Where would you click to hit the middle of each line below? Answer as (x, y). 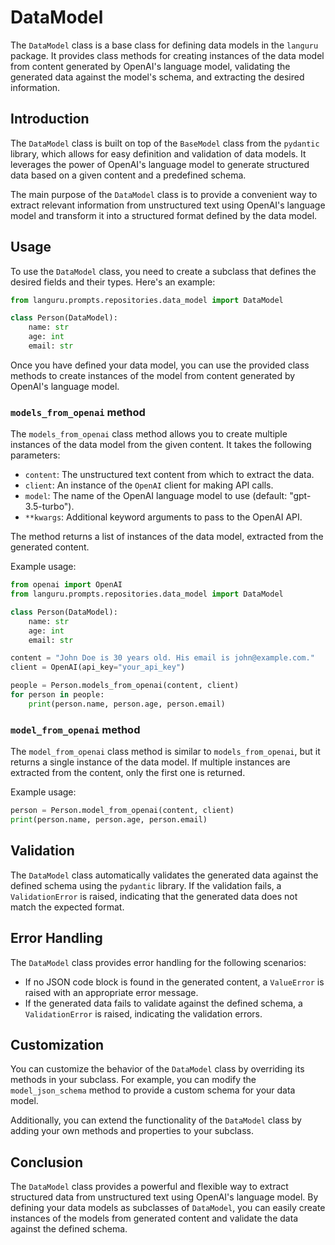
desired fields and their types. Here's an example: (113, 282)
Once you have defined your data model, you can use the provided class (160, 365)
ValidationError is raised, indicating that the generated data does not (154, 896)
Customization (57, 1044)
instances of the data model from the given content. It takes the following (161, 445)
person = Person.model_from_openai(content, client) (122, 811)
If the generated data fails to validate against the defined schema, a (163, 1003)
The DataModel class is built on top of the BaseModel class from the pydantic (165, 143)
